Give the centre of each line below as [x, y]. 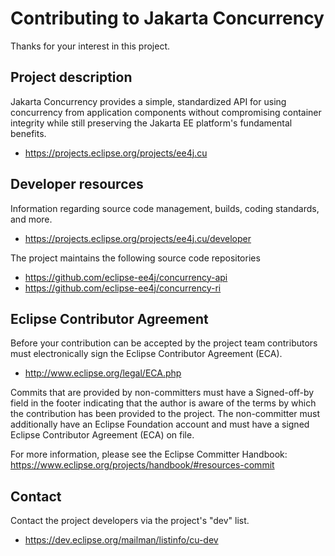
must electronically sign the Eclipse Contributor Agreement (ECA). [146, 354]
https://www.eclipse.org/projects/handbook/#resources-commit [142, 465]
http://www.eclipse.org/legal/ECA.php [103, 373]
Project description [71, 77]
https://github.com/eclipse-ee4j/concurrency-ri [123, 288]
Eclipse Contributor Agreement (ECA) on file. [102, 435]
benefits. [28, 133]
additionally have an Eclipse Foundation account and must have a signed [160, 424]
